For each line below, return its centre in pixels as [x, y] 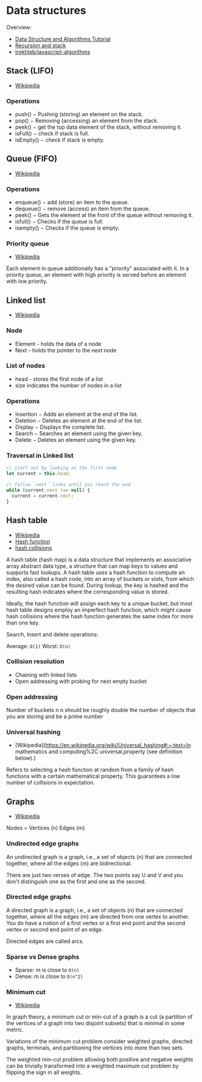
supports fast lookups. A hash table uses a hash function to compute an [96, 572]
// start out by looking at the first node [62, 468]
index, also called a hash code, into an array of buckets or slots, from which [100, 578]
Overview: [19, 27]
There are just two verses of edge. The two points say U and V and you [95, 875]
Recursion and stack [40, 45]
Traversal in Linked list [40, 456]
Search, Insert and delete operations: [52, 634]
